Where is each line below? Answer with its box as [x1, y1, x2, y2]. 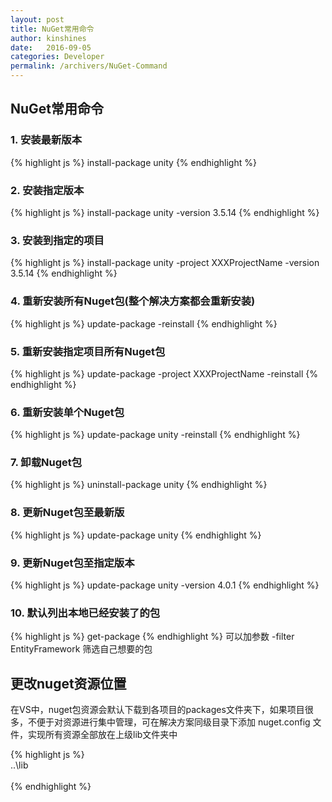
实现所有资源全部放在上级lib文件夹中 [27, 729, 178, 741]
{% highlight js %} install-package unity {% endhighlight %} [10, 156, 257, 168]
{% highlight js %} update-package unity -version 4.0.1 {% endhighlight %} [10, 579, 320, 591]
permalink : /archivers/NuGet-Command [10, 61, 168, 71]
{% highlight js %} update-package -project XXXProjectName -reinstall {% [10, 367, 318, 380]
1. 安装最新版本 [10, 133, 83, 147]
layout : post [10, 14, 65, 25]
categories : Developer [10, 52, 105, 62]
